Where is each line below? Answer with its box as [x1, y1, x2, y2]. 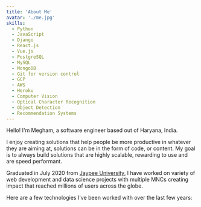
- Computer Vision [11, 93, 59, 99]
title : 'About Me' [6, 8, 53, 15]
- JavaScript [11, 31, 45, 38]
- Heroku [11, 88, 34, 94]
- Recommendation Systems [11, 110, 77, 116]
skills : [6, 20, 26, 26]
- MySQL [11, 59, 31, 65]
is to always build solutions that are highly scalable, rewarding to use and [6, 151, 188, 159]
